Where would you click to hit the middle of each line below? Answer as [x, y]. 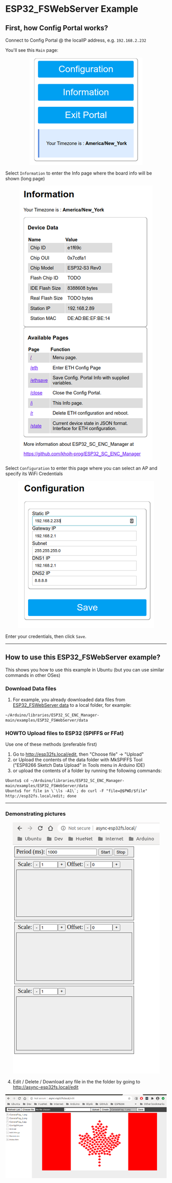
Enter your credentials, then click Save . [46, 636]
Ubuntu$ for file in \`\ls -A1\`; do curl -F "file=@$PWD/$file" [76, 791]
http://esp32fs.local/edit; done [41, 796]
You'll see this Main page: [32, 50]
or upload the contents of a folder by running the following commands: [87, 771]
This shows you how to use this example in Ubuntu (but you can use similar [85, 670]
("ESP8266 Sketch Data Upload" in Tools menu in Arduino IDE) [79, 765]
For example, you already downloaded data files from [69, 700]
